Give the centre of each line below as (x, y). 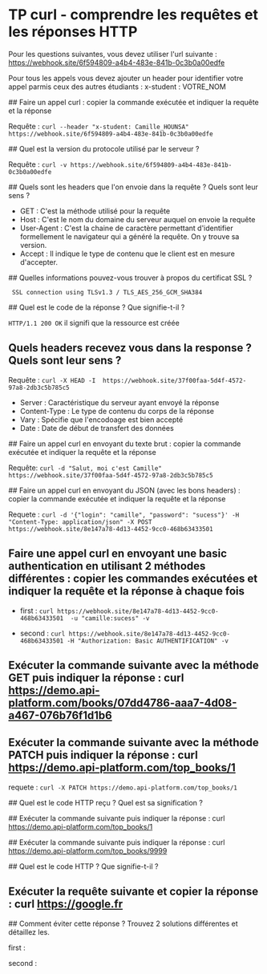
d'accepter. (39, 262)
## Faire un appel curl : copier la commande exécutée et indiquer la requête (133, 102)
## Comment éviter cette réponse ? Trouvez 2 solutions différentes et (123, 923)
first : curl (37, 611)
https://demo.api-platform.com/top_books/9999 (88, 850)
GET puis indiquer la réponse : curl (96, 678)
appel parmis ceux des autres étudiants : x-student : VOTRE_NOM (117, 87)
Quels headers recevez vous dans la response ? (130, 348)
